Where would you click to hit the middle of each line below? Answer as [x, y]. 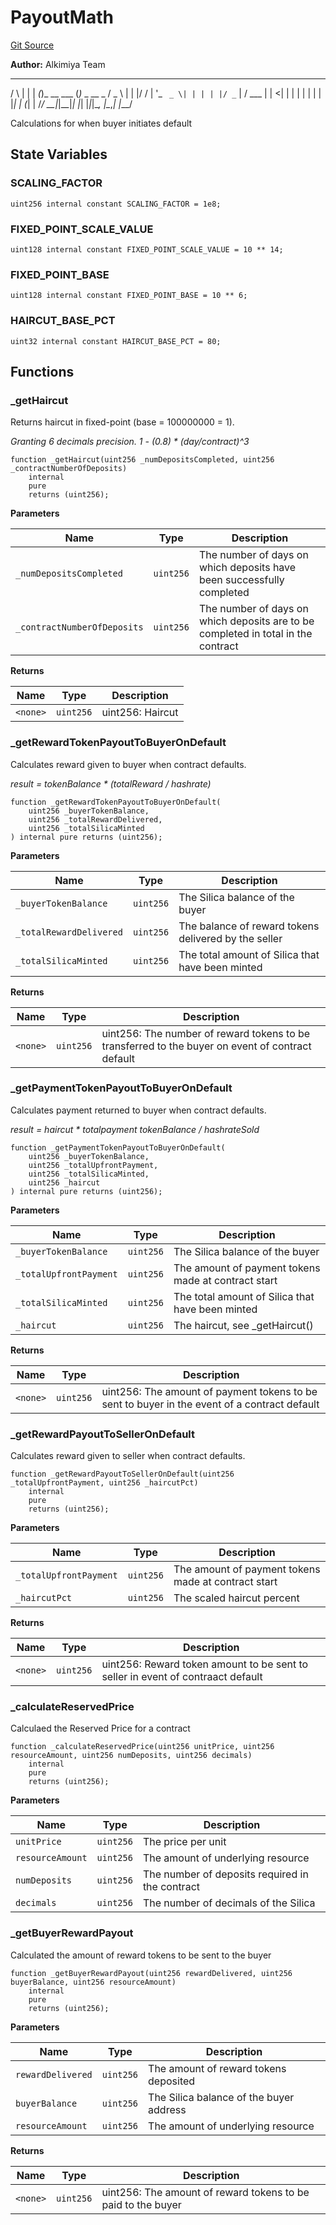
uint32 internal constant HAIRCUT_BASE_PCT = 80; [116, 341]
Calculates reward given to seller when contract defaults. [128, 1456]
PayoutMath [62, 17]
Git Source [32, 45]
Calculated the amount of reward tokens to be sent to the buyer [141, 1955]
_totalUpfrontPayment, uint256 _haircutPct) [104, 1483]
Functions [42, 371]
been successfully [241, 580]
